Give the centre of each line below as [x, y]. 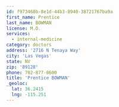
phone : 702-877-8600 [32, 73]
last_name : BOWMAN [29, 23]
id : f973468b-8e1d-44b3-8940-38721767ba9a [59, 12]
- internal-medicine [37, 39]
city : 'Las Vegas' [29, 56]
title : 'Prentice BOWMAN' [38, 78]
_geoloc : [17, 84]
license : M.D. [24, 28]
